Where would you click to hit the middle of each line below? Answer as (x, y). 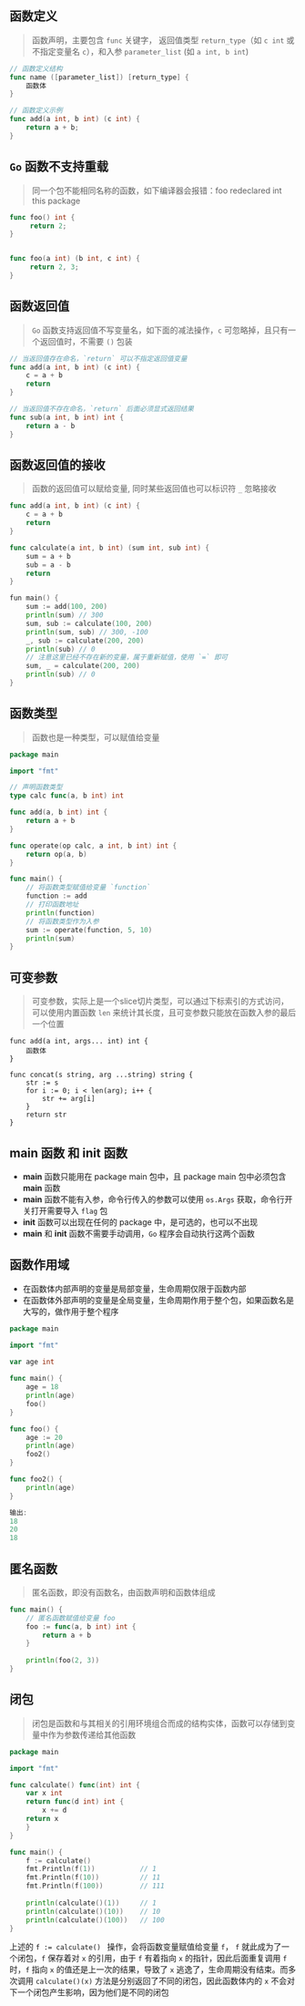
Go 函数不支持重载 (59, 167)
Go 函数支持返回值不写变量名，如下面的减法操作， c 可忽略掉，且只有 (160, 330)
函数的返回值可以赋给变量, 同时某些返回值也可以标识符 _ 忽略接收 (154, 489)
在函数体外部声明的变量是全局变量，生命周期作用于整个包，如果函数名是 (158, 1300)
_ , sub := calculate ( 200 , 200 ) (85, 641)
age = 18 (42, 1387)
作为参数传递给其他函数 (92, 1734)
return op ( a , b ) (57, 854)
